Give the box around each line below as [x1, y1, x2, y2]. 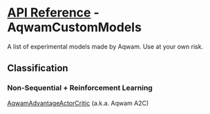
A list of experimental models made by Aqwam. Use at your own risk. [7, 42, 204, 50]
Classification [7, 62, 68, 74]
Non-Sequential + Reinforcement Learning [7, 83, 153, 93]
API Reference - [7, 5, 100, 21]
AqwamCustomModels [7, 19, 142, 35]
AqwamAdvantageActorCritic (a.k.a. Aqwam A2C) [7, 99, 149, 107]
